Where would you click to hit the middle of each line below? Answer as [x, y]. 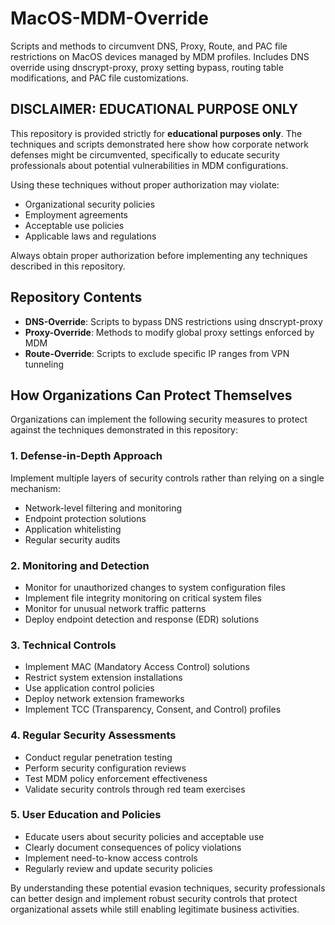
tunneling [44, 364]
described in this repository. [68, 266]
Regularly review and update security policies [118, 868]
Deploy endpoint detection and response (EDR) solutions [142, 619]
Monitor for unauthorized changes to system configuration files [155, 587]
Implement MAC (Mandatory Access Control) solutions [137, 667]
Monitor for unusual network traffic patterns [115, 608]
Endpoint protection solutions [85, 518]
